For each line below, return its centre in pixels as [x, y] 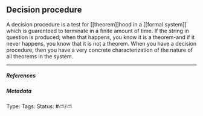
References [21, 76]
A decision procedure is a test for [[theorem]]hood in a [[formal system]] [96, 24]
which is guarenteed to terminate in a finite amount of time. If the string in [98, 31]
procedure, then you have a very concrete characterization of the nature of [100, 50]
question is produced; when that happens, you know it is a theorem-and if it [101, 37]
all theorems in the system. [40, 56]
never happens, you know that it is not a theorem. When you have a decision [101, 43]
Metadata [19, 91]
